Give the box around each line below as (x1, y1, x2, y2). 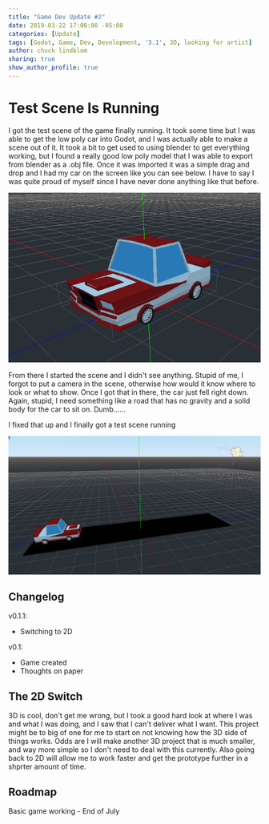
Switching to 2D (19, 627, 73, 637)
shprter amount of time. (8, 762, 86, 772)
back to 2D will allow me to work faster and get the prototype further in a (8, 754, 248, 763)
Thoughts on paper (19, 666, 84, 676)
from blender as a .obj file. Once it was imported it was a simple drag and (8, 159, 250, 169)
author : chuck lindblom (8, 46, 88, 55)
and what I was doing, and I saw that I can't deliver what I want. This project (8, 719, 259, 729)
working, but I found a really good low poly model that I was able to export (8, 151, 254, 160)
